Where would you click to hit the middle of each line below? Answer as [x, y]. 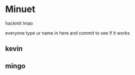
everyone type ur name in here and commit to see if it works [67, 33]
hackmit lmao [19, 23]
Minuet [20, 9]
